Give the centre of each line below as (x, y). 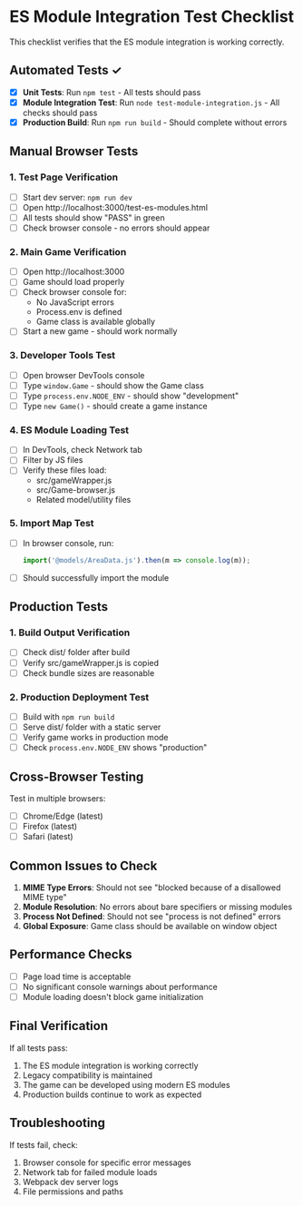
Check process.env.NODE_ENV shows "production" (115, 748)
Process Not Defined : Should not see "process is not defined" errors (151, 916)
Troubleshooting (58, 1123)
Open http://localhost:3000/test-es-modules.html (115, 207)
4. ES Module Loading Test (69, 430)
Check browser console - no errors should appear (116, 228)
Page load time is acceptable (77, 976)
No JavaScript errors (75, 302)
